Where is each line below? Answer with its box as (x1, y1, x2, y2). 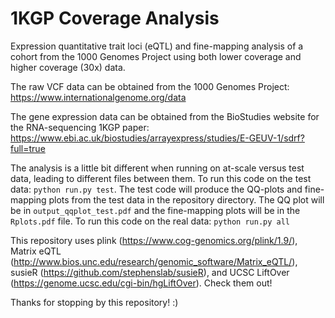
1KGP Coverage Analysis (10, 7, 220, 30)
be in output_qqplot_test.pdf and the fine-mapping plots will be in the (10, 204, 301, 216)
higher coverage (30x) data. (10, 61, 126, 73)
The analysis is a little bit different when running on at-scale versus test (10, 162, 305, 174)
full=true (10, 142, 46, 154)
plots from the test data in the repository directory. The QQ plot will (48, 193, 325, 206)
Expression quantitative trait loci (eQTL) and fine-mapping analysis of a (10, 40, 304, 52)
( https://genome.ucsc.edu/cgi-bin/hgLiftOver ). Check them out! (10, 277, 273, 289)
